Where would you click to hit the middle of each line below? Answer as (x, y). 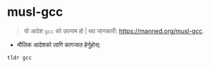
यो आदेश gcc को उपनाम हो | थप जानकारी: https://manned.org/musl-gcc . (114, 31)
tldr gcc (20, 58)
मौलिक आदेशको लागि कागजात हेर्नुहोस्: (59, 45)
